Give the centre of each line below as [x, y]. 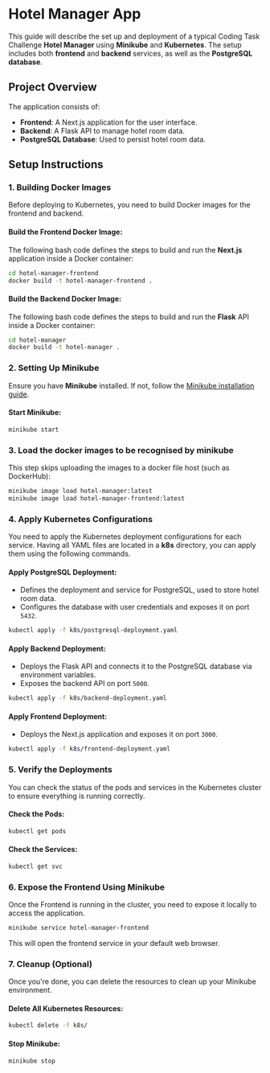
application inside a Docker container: [71, 258]
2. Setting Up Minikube [54, 368]
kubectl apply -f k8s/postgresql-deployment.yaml [93, 631]
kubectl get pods [37, 831]
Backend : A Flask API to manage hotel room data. [102, 130]
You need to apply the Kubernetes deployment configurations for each [125, 536]
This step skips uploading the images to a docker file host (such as [119, 468]
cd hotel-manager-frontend [53, 273]
